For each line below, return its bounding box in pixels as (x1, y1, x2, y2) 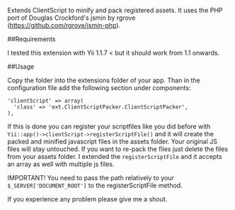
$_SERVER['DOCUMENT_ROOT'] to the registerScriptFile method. (7, 181, 183, 189)
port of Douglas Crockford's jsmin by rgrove (7, 13, 136, 22)
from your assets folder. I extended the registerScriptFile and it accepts (7, 153, 222, 160)
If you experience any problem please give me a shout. (7, 195, 168, 203)
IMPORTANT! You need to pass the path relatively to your (7, 174, 175, 182)
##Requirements (7, 35, 56, 43)
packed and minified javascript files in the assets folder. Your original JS (7, 138, 217, 145)
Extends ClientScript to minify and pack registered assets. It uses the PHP (7, 6, 223, 14)
